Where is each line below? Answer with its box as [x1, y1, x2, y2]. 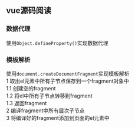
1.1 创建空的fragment [6, 84, 56, 92]
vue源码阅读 [6, 5, 52, 16]
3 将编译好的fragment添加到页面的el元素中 [6, 114, 110, 121]
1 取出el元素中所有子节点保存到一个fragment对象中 [6, 77, 130, 84]
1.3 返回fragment [6, 99, 47, 106]
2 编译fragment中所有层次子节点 [6, 107, 85, 114]
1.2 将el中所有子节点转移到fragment [6, 92, 93, 99]
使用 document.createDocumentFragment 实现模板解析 [6, 70, 130, 77]
